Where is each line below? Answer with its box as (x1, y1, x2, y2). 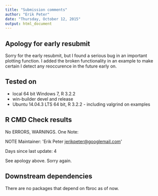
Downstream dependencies (5, 172, 93, 181)
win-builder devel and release (12, 96, 73, 102)
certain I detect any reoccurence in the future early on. (5, 63, 117, 69)
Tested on (5, 77, 37, 86)
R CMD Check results (5, 116, 72, 124)
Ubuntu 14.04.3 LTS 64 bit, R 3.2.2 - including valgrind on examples (12, 101, 151, 107)
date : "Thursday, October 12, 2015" (5, 16, 81, 21)
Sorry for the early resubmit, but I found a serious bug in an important (5, 53, 148, 59)
